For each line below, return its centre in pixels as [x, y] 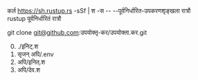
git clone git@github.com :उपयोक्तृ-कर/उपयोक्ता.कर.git [77, 32]
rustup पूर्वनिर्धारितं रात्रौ [34, 18]
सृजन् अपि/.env [35, 54]
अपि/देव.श [28, 70]
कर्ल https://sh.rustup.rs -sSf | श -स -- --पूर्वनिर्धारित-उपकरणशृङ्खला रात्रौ [99, 11]
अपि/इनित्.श [31, 62]
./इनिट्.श [28, 46]
